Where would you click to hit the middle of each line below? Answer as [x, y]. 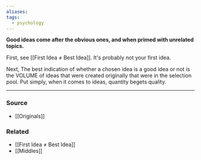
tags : [13, 17]
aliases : [17, 12]
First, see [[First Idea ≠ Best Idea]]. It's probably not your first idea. [89, 58]
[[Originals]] [30, 116]
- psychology [28, 23]
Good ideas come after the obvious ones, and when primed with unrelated [100, 40]
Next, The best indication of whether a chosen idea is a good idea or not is [98, 69]
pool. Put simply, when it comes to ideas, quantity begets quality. [86, 82]
